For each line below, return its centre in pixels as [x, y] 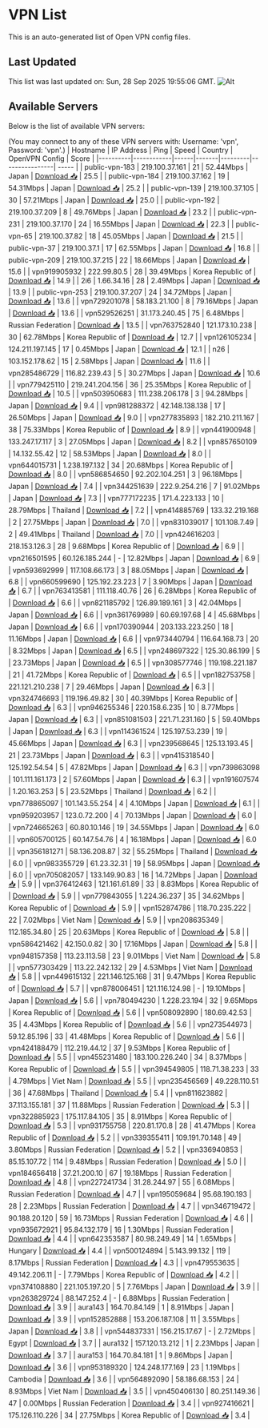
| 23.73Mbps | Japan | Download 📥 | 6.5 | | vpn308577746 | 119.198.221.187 [133, 663]
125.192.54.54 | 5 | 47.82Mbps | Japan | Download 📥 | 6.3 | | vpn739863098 [134, 767]
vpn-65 [21, 236]
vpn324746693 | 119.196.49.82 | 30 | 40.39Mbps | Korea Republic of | [123, 698]
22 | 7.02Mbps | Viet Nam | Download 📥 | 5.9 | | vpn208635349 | [116, 920]
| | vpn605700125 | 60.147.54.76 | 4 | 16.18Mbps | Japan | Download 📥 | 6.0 [132, 839]
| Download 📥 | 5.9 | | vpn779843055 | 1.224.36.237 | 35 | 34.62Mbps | [126, 896]
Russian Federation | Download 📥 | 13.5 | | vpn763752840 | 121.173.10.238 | [133, 325]
